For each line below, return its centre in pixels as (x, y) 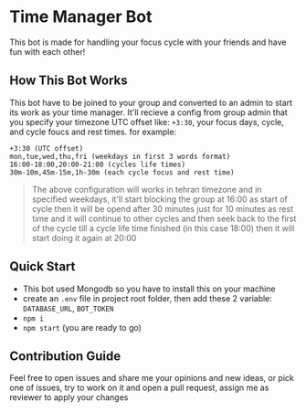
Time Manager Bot (81, 17)
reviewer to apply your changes (69, 397)
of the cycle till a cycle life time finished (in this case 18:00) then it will (163, 228)
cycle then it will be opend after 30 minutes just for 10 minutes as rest (163, 208)
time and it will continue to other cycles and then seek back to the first (164, 218)
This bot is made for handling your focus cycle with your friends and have (148, 42)
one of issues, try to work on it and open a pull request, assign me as (139, 388)
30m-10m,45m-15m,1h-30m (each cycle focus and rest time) (122, 172)
